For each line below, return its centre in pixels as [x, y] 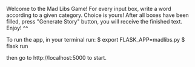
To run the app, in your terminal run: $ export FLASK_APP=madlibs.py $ [96, 40]
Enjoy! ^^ [17, 28]
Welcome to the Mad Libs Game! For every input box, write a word [89, 9]
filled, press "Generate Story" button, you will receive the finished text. [94, 21]
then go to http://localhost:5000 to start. [57, 58]
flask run [17, 46]
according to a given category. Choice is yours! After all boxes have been [97, 15]
